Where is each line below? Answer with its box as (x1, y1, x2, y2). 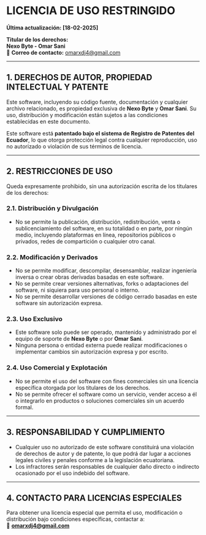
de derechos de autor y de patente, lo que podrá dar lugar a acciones (15, 450, 191, 457)
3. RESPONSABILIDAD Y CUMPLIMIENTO (6, 427, 166, 438)
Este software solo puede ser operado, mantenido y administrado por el (15, 328, 197, 336)
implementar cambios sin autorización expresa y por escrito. (15, 348, 169, 355)
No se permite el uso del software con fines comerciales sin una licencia (15, 378, 199, 385)
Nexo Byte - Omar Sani (6, 42, 66, 50)
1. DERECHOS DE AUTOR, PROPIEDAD (6, 72, 153, 83)
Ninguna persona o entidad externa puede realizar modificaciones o (15, 341, 188, 349)
